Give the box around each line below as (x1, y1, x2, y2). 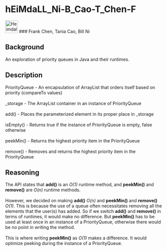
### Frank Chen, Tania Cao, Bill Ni (19, 28, 90, 34)
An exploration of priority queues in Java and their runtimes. (5, 56, 129, 62)
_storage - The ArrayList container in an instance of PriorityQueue (5, 100, 142, 106)
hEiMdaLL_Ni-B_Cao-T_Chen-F (5, 4, 136, 15)
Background (5, 43, 44, 51)
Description (5, 71, 43, 79)
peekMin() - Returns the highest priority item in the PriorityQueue (5, 137, 140, 144)
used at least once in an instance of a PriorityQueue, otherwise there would (5, 219, 161, 225)
